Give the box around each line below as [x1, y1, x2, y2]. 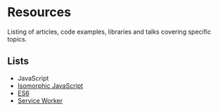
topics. [7, 34, 27, 43]
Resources [7, 4, 72, 20]
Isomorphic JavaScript [17, 81, 83, 90]
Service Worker [17, 96, 63, 105]
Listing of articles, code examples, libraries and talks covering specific [7, 27, 212, 36]
